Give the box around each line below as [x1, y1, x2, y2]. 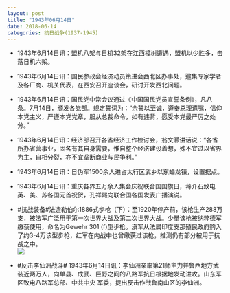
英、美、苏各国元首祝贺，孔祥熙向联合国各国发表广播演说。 [16, 191, 186, 199]
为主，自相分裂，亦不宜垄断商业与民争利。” [16, 153, 137, 162]
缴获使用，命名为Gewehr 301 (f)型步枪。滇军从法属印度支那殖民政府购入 [16, 223, 222, 231]
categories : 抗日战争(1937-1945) [7, 29, 99, 36]
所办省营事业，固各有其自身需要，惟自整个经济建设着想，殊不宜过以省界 [16, 144, 222, 153]
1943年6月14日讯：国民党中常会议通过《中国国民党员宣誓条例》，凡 [16, 96, 207, 104]
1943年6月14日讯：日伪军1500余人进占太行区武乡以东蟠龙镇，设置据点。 [16, 168, 223, 176]
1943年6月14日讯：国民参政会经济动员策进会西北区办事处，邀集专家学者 [16, 72, 222, 80]
